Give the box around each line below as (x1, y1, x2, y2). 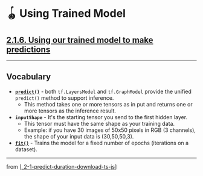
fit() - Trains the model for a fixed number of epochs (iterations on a (14, 139, 189, 146)
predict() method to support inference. (14, 94, 114, 102)
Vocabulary (6, 72, 51, 82)
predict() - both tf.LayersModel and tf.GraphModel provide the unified (14, 88, 192, 95)
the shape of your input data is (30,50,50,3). (24, 132, 134, 140)
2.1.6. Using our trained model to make (6, 34, 153, 45)
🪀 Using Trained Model (6, 7, 126, 21)
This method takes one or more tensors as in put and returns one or (24, 100, 193, 108)
